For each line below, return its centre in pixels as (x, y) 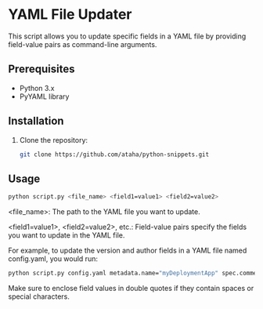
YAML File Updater (70, 15)
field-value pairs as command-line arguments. (83, 44)
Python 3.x (37, 88)
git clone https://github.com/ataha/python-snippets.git (114, 154)
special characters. (39, 296)
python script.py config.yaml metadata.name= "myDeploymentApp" (113, 273)
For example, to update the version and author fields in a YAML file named (128, 251)
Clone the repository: (54, 140)
